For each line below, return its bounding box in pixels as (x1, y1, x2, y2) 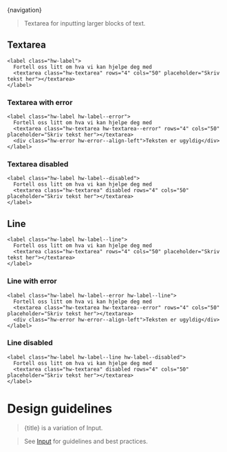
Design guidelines (7, 401, 112, 416)
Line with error (7, 276, 57, 286)
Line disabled (7, 338, 53, 348)
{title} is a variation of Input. (23, 424, 103, 432)
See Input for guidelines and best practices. (23, 437, 148, 445)
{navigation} (7, 6, 43, 14)
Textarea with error (7, 97, 73, 107)
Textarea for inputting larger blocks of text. (23, 19, 146, 27)
